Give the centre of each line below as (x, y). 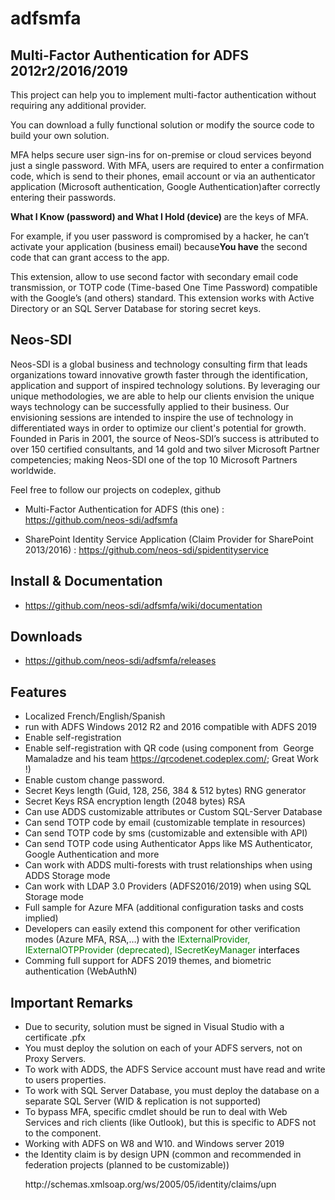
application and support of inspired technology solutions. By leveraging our (165, 385)
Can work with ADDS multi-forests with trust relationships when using (168, 865)
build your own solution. (60, 135)
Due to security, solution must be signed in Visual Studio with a (154, 1027)
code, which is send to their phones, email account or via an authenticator (163, 176)
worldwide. (33, 470)
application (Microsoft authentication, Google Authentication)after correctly (165, 186)
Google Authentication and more (92, 854)
